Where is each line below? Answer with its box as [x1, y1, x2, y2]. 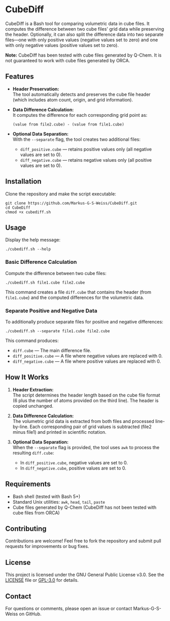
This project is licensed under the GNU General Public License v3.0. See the [5, 572, 164, 578]
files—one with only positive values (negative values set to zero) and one [5, 37, 158, 43]
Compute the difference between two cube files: [5, 270, 107, 276]
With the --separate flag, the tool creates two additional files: [12, 136, 141, 142]
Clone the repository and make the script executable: [5, 190, 117, 197]
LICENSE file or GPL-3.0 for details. [5, 577, 79, 583]
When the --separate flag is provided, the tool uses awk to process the [12, 444, 160, 450]
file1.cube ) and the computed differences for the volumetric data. [5, 294, 145, 301]
